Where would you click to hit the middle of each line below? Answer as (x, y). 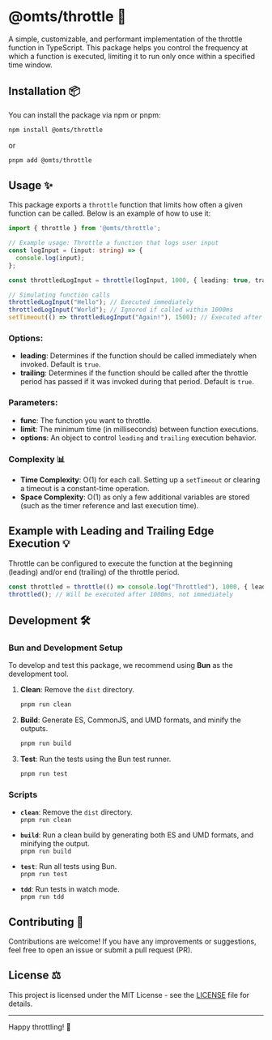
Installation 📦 (45, 91)
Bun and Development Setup (66, 648)
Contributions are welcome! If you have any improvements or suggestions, (132, 941)
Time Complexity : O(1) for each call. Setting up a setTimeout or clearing (140, 479)
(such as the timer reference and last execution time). (109, 505)
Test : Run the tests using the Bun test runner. (96, 759)
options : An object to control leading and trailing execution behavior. (138, 438)
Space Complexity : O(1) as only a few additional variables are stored (135, 497)
